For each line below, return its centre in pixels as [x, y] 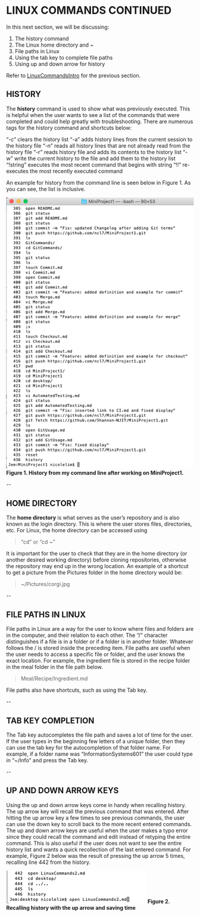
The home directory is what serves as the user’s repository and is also [93, 518]
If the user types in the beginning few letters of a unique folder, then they [96, 741]
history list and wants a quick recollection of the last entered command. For [99, 849]
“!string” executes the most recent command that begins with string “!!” [94, 164]
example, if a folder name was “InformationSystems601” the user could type [100, 754]
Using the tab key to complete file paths [64, 57]
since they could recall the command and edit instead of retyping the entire [98, 836]
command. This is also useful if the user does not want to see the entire [94, 843]
